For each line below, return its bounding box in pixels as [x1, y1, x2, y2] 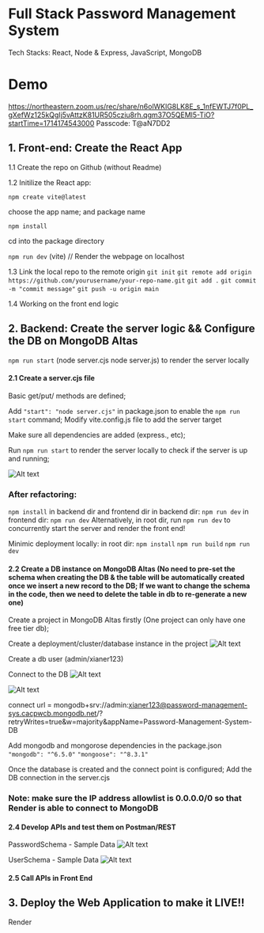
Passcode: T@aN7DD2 [96, 118, 171, 127]
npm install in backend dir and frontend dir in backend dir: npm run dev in [8, 507, 249, 516]
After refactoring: [8, 488, 77, 499]
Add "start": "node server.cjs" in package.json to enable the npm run [8, 406, 240, 415]
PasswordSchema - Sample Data [8, 840, 116, 849]
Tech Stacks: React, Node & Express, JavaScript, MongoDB [8, 47, 202, 57]
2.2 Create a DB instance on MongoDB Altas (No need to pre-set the [8, 563, 236, 574]
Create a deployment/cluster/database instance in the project [8, 639, 208, 649]
